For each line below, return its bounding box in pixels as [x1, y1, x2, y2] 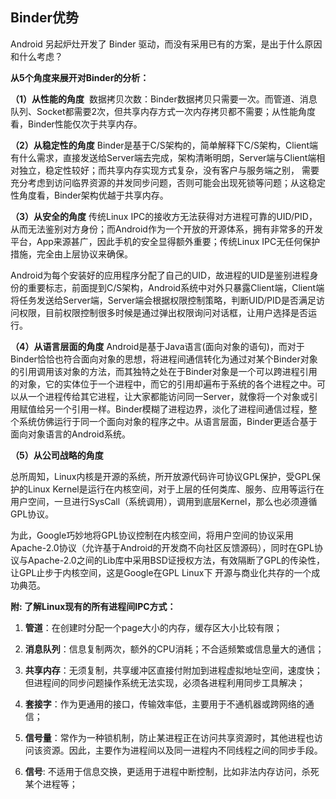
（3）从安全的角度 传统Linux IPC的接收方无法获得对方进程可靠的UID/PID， [10, 210, 318, 222]
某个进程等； [24, 778, 78, 790]
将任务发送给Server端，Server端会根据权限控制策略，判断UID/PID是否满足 [10, 294, 317, 306]
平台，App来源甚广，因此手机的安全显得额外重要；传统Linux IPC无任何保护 [10, 235, 321, 247]
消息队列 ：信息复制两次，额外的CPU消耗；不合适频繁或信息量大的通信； [24, 643, 325, 655]
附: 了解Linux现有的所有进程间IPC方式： [10, 600, 177, 612]
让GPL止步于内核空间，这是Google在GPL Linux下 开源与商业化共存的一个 [10, 566, 312, 578]
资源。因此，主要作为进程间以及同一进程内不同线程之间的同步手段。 [42, 744, 323, 756]
